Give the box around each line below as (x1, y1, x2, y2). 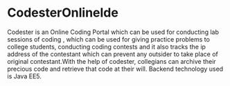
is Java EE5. (7, 71, 42, 80)
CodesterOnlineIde (7, 5, 119, 21)
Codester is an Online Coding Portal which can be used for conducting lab (7, 28, 220, 36)
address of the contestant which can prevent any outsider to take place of (7, 50, 218, 58)
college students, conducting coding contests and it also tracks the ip (7, 42, 206, 51)
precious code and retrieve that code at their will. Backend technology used (7, 64, 224, 73)
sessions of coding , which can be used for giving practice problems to (7, 35, 210, 43)
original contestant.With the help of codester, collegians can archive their (7, 57, 216, 65)
